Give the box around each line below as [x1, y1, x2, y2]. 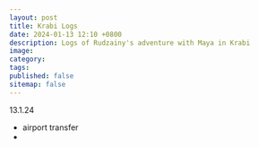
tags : [9, 64, 30, 73]
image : [9, 47, 34, 56]
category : [9, 55, 47, 64]
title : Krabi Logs [9, 22, 78, 30]
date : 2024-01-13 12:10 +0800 [9, 30, 123, 39]
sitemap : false [9, 80, 66, 89]
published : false [9, 72, 74, 81]
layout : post [9, 13, 58, 22]
